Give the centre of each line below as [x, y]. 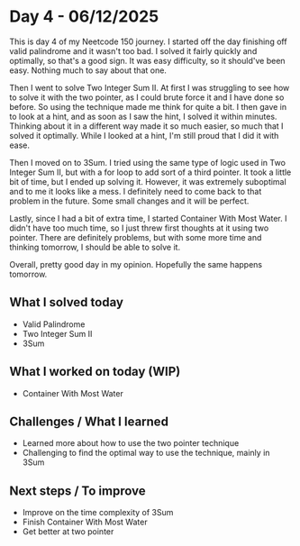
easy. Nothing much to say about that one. [88, 70]
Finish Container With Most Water [85, 522]
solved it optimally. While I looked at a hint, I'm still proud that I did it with [144, 135]
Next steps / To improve [77, 491]
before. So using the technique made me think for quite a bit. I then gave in [148, 106]
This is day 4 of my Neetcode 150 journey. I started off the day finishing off [148, 41]
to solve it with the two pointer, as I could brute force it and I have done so [147, 97]
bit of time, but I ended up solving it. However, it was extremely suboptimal [148, 181]
